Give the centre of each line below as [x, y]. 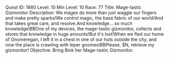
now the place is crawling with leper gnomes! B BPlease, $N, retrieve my [80, 45]
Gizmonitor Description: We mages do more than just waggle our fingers [81, 13]
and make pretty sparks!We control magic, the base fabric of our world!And [84, 18]
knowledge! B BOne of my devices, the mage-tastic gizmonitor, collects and [83, 29]
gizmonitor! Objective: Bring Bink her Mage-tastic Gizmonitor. [70, 50]
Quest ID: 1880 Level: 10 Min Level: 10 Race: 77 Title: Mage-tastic [73, 7]
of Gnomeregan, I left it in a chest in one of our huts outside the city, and [81, 39]
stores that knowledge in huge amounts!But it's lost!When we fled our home [84, 34]
